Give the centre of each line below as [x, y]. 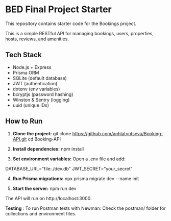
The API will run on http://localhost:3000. [48, 198]
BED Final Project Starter [58, 9]
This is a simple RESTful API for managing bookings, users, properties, [80, 33]
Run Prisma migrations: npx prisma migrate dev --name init [76, 178]
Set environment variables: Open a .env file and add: [69, 159]
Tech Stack [23, 55]
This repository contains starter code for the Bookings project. [71, 23]
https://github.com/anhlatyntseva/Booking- [118, 133]
